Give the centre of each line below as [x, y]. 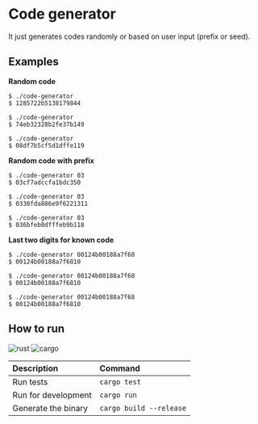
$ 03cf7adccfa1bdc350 [45, 183]
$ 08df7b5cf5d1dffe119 [46, 145]
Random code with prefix [51, 160]
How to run [37, 329]
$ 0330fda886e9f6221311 [48, 204]
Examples [33, 62]
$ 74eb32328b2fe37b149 [46, 124]
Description [35, 368]
